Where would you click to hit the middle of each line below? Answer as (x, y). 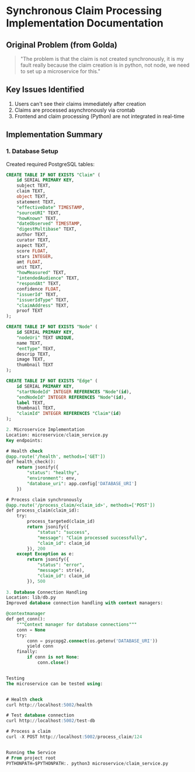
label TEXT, (31, 403)
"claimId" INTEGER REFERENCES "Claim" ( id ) (69, 414)
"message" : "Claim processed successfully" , (92, 538)
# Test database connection (40, 715)
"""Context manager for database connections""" (77, 625)
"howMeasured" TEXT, (41, 273)
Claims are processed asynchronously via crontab (75, 110)
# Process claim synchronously (44, 500)
